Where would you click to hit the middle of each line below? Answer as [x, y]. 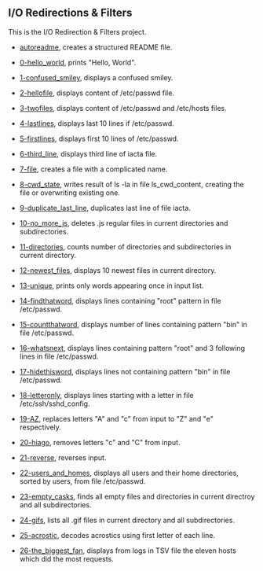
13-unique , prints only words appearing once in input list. [111, 285]
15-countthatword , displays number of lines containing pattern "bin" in [133, 324]
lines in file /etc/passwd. [59, 356]
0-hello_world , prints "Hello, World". [78, 62]
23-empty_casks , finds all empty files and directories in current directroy [137, 496]
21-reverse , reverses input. [63, 457]
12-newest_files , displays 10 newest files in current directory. [118, 270]
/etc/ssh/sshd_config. [55, 403]
